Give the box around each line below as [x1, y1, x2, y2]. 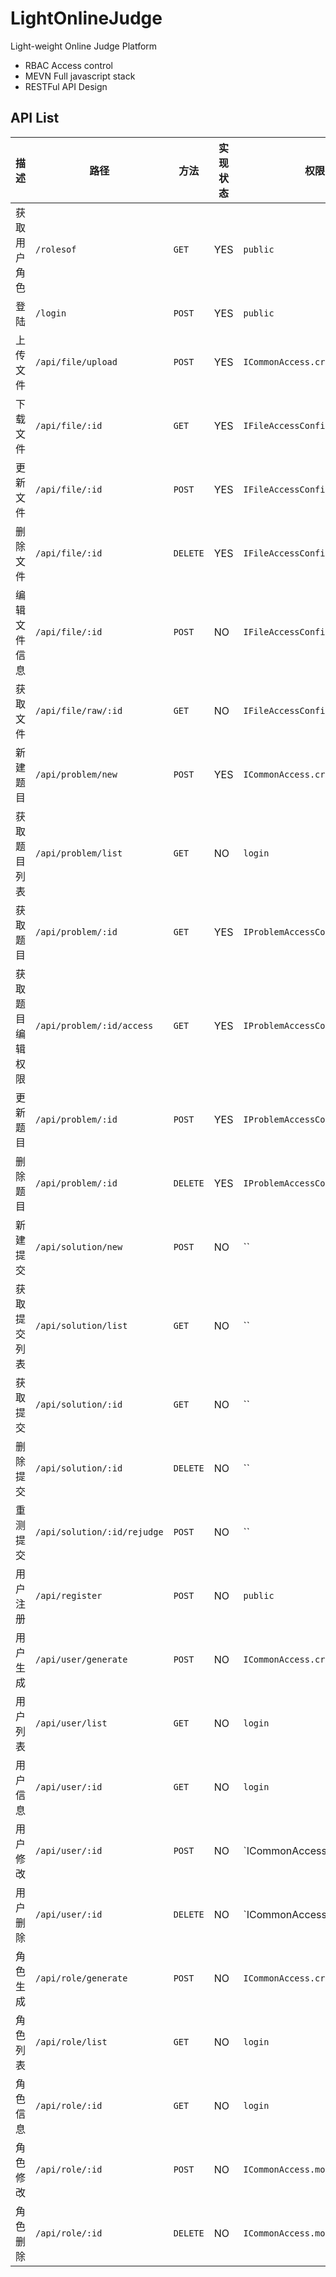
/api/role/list [35, 2036, 108, 2047]
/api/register [35, 1590, 103, 1601]
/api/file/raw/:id [35, 705, 123, 716]
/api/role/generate [35, 1972, 128, 1984]
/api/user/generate [35, 1653, 128, 1665]
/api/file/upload [35, 356, 118, 367]
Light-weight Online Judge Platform [10, 40, 158, 52]
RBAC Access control [24, 59, 113, 71]
